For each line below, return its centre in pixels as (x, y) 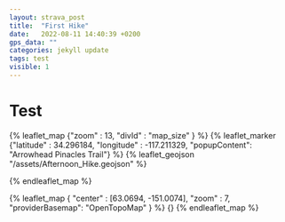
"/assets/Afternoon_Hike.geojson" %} (78, 163)
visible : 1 (29, 67)
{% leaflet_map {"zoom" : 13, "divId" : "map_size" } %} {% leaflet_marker (143, 135)
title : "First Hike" (49, 26)
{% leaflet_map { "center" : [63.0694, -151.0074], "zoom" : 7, (120, 198)
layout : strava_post (47, 17)
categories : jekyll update (59, 51)
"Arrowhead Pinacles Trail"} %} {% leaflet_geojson (102, 154)
